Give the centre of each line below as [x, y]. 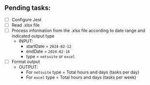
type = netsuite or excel [51, 57]
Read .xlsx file [25, 25]
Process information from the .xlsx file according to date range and [78, 30]
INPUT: [26, 41]
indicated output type [33, 36]
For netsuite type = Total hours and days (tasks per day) [83, 72]
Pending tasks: [28, 8]
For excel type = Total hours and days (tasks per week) [81, 77]
